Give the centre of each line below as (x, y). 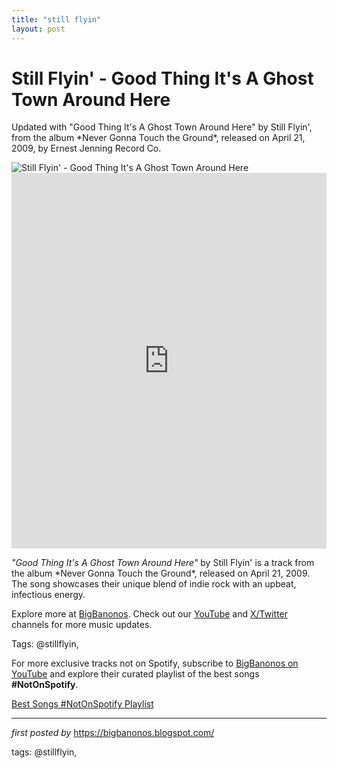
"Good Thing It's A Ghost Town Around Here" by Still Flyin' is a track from (163, 563)
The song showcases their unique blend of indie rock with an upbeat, (154, 584)
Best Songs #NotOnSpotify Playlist (82, 704)
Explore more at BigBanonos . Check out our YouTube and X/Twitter (150, 614)
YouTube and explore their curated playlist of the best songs (135, 674)
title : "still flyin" (56, 19)
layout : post (38, 29)
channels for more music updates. (82, 625)
